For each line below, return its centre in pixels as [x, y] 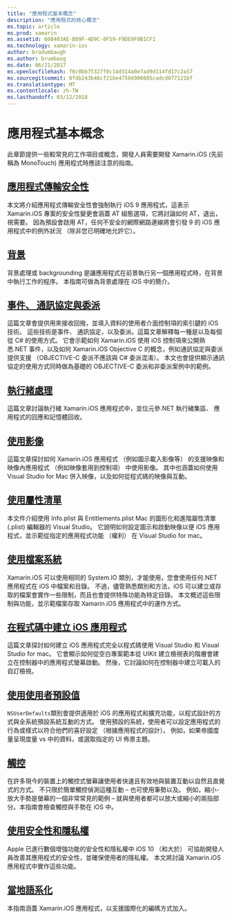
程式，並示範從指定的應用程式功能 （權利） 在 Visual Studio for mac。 [107, 535]
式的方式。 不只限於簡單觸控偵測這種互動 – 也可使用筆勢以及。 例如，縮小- [113, 789]
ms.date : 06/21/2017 [37, 65]
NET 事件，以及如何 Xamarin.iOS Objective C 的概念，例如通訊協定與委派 [119, 349]
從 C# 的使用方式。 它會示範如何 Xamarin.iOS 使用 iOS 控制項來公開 [103, 341]
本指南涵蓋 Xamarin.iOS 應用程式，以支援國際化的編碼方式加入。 [99, 908]
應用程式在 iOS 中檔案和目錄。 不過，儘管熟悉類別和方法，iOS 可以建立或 [111, 586]
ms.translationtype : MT [41, 84]
